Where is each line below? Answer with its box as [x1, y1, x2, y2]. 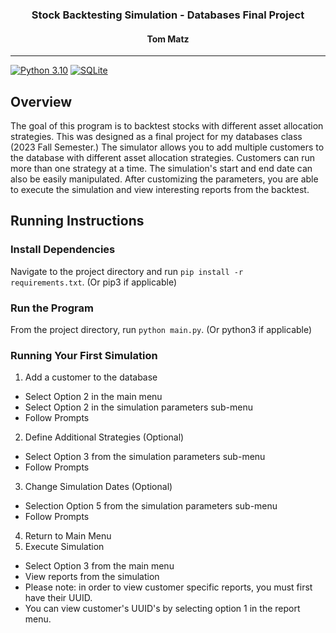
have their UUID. [24, 592, 93, 604]
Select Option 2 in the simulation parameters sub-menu [24, 401, 254, 413]
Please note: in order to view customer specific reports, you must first [24, 581, 313, 593]
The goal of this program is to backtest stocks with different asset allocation [10, 119, 324, 132]
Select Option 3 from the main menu [24, 560, 175, 572]
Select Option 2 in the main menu [24, 391, 163, 403]
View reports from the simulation [24, 571, 160, 583]
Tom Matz [146, 33, 190, 45]
